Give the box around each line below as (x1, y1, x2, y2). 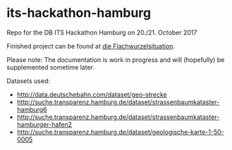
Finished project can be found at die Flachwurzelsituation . (6, 42, 176, 50)
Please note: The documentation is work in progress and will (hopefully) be (6, 55, 225, 64)
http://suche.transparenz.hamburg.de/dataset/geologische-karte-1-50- (16, 127, 225, 136)
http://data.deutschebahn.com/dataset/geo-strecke (16, 90, 167, 99)
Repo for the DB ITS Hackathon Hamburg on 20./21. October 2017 (6, 28, 197, 37)
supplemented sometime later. (6, 63, 95, 71)
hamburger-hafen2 (16, 120, 72, 128)
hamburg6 (16, 105, 47, 113)
